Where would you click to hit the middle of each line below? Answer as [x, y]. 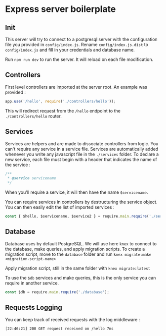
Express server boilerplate [61, 9]
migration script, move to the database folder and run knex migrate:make [78, 254]
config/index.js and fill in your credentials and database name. [70, 50]
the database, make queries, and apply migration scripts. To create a [75, 249]
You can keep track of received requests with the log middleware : [73, 319]
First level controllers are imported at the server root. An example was [76, 87]
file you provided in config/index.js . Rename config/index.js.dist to [77, 45]
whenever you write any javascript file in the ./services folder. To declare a [82, 154]
